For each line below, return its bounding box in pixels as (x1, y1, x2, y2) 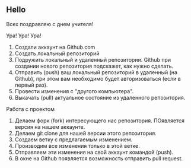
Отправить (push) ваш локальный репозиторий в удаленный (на (14, 68, 178, 76)
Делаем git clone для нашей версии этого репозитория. (14, 129, 157, 137)
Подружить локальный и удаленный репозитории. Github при (14, 56, 171, 63)
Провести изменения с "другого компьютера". (14, 87, 134, 94)
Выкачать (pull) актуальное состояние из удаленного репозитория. (14, 94, 186, 101)
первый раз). (14, 81, 48, 88)
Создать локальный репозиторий (14, 50, 100, 57)
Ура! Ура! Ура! (6, 32, 42, 39)
